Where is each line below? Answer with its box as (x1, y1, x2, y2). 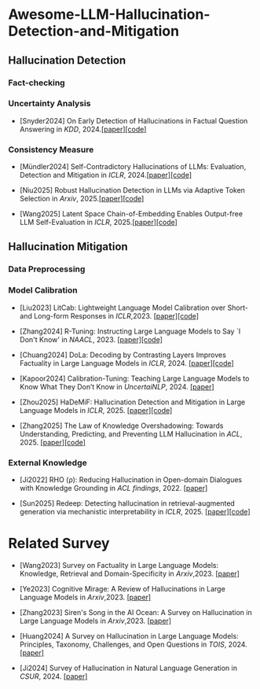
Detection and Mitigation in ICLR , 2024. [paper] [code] (19, 171, 192, 180)
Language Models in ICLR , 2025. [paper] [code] (19, 405, 173, 415)
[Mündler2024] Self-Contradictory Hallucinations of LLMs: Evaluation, (19, 162, 247, 171)
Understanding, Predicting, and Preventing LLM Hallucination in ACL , (19, 429, 243, 438)
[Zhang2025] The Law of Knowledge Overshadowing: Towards (19, 421, 224, 430)
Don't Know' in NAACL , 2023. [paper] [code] (19, 334, 163, 344)
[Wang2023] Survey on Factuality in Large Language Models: (19, 560, 219, 569)
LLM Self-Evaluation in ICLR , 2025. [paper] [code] (19, 218, 178, 227)
